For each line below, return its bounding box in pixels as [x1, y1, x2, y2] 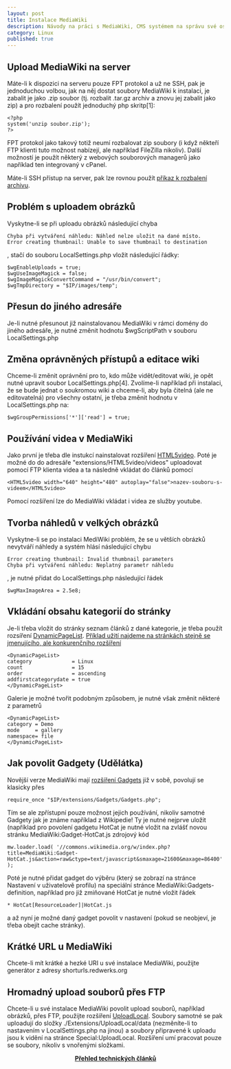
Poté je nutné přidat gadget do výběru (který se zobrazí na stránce [7, 874, 196, 882]
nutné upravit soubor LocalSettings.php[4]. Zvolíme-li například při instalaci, [7, 379, 223, 387]
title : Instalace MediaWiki [7, 16, 88, 23]
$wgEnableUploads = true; [7, 264, 81, 271]
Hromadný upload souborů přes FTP [7, 986, 166, 998]
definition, [7, 888, 36, 896]
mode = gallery [7, 727, 63, 734]
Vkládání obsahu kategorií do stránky [7, 606, 171, 617]
